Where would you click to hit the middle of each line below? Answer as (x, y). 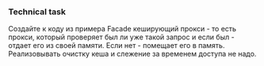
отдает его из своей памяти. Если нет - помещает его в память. (117, 46)
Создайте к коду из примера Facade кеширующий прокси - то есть (122, 29)
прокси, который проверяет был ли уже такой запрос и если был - (122, 37)
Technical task (37, 12)
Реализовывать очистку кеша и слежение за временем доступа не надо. (132, 54)
